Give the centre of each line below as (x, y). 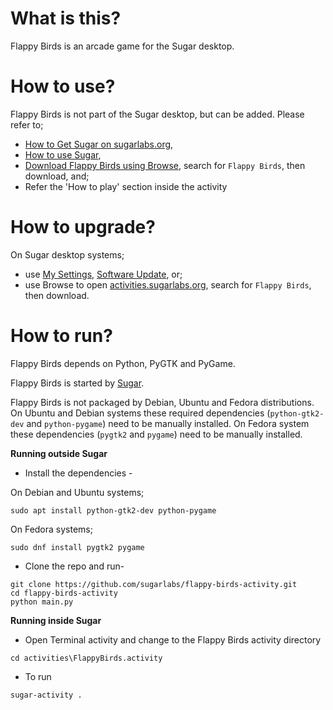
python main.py (42, 602)
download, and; (57, 176)
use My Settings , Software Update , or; (103, 274)
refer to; (27, 124)
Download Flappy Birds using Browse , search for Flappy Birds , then (165, 165)
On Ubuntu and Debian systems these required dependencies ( (140, 413)
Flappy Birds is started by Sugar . (77, 383)
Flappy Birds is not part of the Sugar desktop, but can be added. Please (157, 114)
